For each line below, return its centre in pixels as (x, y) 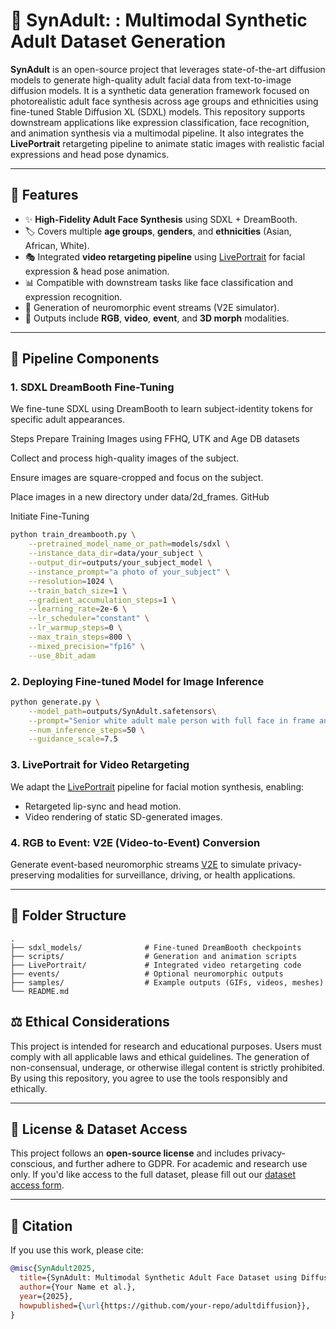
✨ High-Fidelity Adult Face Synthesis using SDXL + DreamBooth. (161, 219)
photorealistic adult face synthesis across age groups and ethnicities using (164, 101)
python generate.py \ (55, 702)
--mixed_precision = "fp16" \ (86, 646)
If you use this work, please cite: (77, 1250)
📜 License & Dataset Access (99, 1129)
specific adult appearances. (67, 420)
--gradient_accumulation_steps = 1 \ (102, 600)
